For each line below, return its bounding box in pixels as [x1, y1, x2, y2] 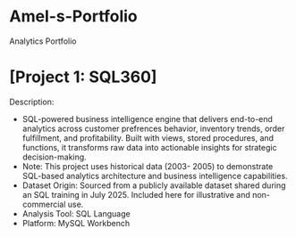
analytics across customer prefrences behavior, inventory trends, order [21, 123, 285, 134]
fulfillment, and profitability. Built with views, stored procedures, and [21, 132, 275, 143]
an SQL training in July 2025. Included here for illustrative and [21, 189, 250, 200]
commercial [21, 199, 66, 209]
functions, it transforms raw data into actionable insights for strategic [21, 142, 277, 152]
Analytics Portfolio [9, 36, 77, 46]
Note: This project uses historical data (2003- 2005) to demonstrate [21, 160, 274, 171]
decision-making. [21, 151, 87, 162]
